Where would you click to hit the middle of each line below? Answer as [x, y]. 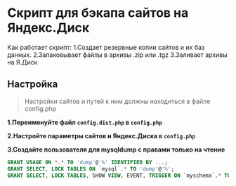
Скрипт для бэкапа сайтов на [98, 13]
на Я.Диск [22, 62]
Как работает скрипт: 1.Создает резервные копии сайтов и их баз [106, 47]
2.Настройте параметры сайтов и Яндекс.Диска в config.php [101, 135]
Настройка [33, 85]
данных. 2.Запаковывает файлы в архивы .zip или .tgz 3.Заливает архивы [117, 55]
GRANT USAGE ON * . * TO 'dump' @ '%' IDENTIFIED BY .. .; [88, 162]
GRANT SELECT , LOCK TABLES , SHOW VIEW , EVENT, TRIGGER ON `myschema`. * [114, 175]
